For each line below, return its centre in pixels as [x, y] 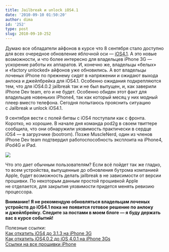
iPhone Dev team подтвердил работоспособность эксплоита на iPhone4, [84, 140]
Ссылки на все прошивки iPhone [41, 244]
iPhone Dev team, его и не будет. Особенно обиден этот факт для [76, 92]
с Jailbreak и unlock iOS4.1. [34, 108]
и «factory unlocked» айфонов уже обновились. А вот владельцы [76, 70]
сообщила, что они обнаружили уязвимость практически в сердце [78, 129]
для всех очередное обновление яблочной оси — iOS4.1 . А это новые [81, 54]
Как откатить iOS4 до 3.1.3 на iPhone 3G [49, 233]
